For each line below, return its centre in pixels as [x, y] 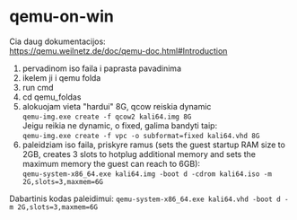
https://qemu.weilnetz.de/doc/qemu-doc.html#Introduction [118, 50]
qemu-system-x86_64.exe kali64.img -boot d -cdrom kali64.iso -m [147, 174]
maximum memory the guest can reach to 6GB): [111, 163]
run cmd [38, 87]
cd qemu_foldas [52, 97]
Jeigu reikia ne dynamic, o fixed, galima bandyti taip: [120, 125]
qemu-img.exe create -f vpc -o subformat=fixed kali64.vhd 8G [141, 136]
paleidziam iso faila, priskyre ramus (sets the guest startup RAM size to [153, 145]
